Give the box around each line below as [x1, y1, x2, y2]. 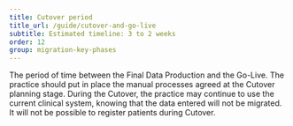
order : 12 [9, 37, 46, 47]
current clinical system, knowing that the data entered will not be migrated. [9, 98, 282, 108]
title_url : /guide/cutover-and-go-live [9, 21, 157, 30]
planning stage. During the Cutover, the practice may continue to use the [9, 89, 274, 100]
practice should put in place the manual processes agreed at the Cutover [9, 79, 275, 90]
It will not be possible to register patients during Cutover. [9, 107, 216, 118]
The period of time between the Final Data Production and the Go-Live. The [9, 70, 285, 80]
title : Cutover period [9, 12, 93, 22]
